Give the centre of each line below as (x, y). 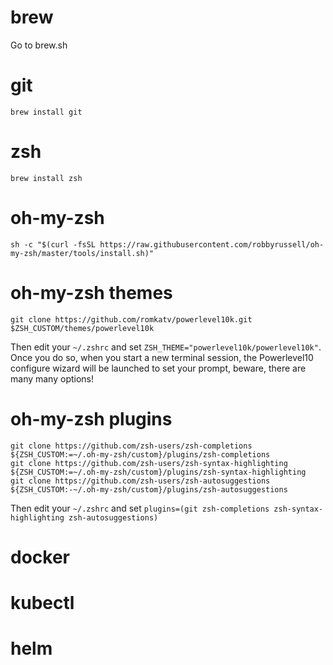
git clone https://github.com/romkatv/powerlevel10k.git (131, 319)
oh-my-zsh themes (91, 292)
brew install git (46, 112)
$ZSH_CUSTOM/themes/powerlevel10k (82, 328)
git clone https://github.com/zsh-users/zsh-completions (131, 446)
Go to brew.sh (39, 45)
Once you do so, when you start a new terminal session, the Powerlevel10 (162, 357)
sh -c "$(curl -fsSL (53, 244)
